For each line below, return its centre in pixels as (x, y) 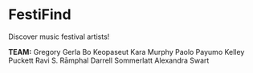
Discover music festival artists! (59, 36)
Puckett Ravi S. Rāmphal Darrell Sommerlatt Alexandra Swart (109, 60)
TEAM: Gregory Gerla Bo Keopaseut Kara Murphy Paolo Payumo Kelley (126, 52)
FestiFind (40, 15)
